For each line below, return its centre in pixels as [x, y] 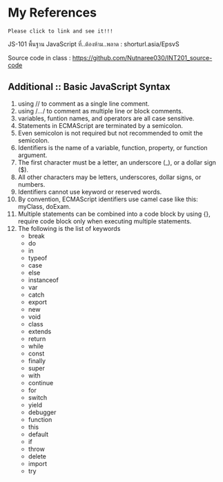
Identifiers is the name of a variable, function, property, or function [113, 147]
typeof [38, 258]
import [38, 463]
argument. [32, 155]
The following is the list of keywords [69, 228]
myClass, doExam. [44, 206]
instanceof [43, 280]
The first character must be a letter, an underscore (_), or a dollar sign [117, 162]
